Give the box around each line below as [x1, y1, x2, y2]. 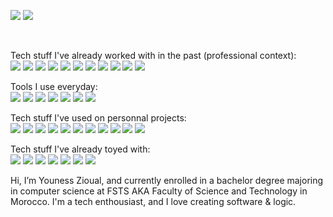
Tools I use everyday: [10, 81, 98, 92]
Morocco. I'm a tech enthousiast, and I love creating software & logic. [10, 196, 297, 207]
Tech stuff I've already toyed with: [10, 143, 151, 155]
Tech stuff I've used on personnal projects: [10, 112, 187, 124]
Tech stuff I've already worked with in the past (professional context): [10, 50, 297, 61]
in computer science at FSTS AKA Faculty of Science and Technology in [10, 185, 308, 197]
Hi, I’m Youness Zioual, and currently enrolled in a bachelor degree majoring [10, 175, 324, 186]
